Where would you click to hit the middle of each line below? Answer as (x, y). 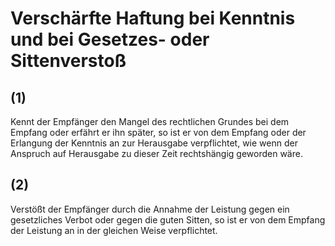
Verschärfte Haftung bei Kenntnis (153, 18)
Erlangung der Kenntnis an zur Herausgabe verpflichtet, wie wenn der (154, 143)
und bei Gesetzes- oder (110, 39)
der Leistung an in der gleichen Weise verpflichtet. (114, 230)
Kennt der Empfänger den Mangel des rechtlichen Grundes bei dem (150, 121)
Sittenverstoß (68, 61)
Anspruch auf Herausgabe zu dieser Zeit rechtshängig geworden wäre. (156, 153)
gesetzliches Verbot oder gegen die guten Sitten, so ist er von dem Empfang (168, 219)
